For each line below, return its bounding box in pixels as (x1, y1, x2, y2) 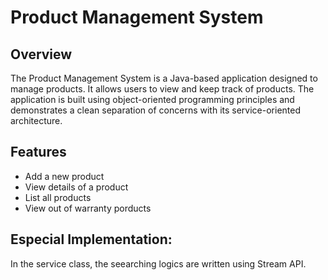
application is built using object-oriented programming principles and (10, 94, 295, 105)
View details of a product (24, 181, 129, 193)
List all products (24, 191, 92, 203)
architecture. (10, 115, 63, 126)
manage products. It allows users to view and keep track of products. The (10, 83, 315, 95)
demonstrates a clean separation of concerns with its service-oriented (10, 104, 302, 116)
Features (10, 144, 67, 161)
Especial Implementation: (10, 231, 173, 248)
